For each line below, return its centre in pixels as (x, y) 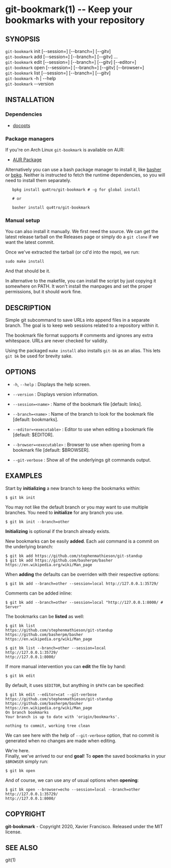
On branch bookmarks (27, 712)
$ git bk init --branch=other (38, 522)
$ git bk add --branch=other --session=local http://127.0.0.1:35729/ (82, 583)
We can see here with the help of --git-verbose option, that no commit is (82, 735)
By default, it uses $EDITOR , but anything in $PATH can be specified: (75, 685)
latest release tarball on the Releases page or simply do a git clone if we (82, 237)
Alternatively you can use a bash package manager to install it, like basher (83, 169)
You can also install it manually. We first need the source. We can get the (82, 232)
